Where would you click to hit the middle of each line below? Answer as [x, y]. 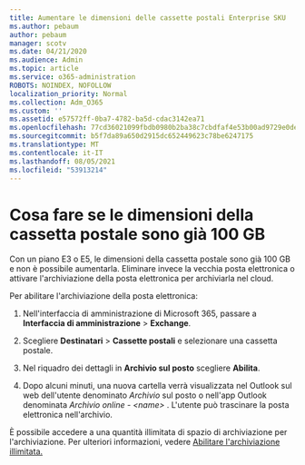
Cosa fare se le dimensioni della [132, 215]
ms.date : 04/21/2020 [49, 52]
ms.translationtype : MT [54, 144]
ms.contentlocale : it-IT [56, 153]
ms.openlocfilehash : [49, 128]
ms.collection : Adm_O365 [56, 102]
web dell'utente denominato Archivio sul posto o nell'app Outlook [145, 395]
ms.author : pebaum [44, 26]
